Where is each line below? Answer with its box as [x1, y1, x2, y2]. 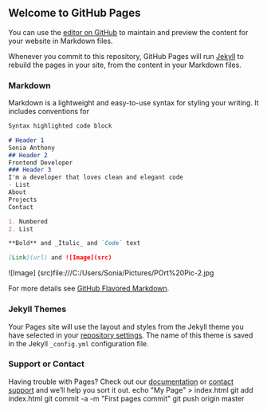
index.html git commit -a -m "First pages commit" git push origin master [8, 393, 245, 403]
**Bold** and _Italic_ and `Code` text [8, 239, 141, 247]
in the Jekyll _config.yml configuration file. [8, 338, 149, 348]
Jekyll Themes [8, 303, 67, 314]
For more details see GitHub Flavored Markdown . [8, 283, 170, 294]
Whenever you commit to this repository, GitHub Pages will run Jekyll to [8, 51, 245, 61]
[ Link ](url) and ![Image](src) [8, 254, 112, 262]
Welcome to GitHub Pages [8, 6, 141, 20]
